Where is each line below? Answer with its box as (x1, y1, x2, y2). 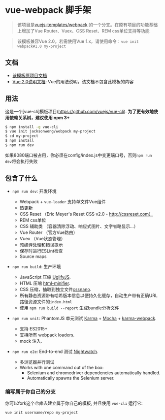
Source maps (19, 253, 47, 259)
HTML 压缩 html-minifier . (19, 280, 70, 286)
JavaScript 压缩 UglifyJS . (19, 274, 71, 280)
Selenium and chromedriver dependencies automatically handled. (27, 370, 161, 376)
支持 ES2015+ (19, 325, 48, 331)
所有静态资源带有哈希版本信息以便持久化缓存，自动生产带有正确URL (19, 292, 158, 298)
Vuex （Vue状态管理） (19, 235, 66, 241)
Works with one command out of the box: (19, 364, 104, 370)
